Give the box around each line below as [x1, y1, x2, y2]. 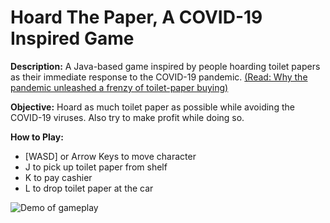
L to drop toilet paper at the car [24, 182, 154, 194]
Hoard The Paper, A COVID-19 [10, 6, 263, 29]
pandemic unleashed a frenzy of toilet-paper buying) [10, 81, 229, 93]
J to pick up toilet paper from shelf [24, 161, 168, 173]
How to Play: [10, 131, 64, 143]
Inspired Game [10, 27, 135, 50]
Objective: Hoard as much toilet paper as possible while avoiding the [10, 101, 295, 113]
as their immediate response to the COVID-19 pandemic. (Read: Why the [10, 71, 308, 83]
